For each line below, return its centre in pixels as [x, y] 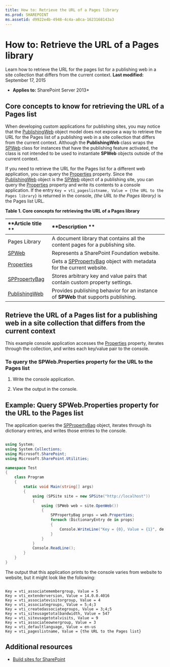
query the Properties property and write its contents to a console [73, 185]
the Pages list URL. [25, 201]
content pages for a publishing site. [94, 245]
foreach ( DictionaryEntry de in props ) [93, 520]
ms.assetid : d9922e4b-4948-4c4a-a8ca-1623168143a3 [60, 19]
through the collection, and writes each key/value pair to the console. [77, 349]
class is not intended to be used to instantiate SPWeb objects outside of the [84, 154]
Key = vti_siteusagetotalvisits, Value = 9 [52, 618]
